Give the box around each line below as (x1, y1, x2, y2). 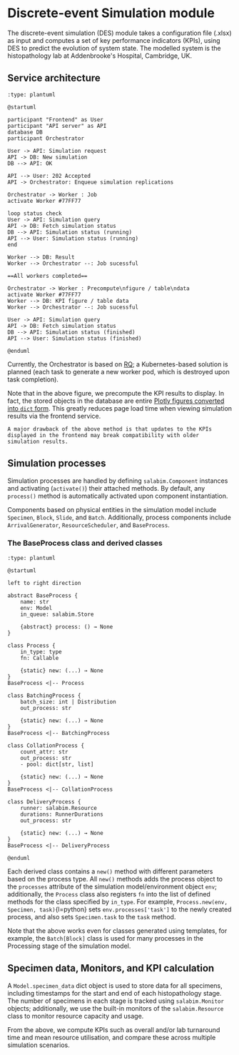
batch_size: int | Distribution (20, 698, 116, 705)
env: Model (20, 604, 53, 611)
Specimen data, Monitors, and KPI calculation (7, 962, 215, 974)
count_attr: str (20, 748, 69, 755)
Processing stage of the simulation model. (7, 941, 131, 950)
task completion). (7, 375, 59, 384)
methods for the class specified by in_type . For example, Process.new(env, (7, 897, 228, 906)
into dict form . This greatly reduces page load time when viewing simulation (7, 404, 233, 412)
